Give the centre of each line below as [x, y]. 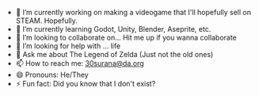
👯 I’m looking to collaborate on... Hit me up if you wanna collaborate [126, 37]
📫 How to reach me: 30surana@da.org [80, 63]
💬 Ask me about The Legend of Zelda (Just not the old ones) [114, 54]
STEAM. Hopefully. [46, 21]
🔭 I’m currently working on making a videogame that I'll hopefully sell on [133, 12]
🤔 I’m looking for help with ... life [68, 46]
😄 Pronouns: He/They [52, 75]
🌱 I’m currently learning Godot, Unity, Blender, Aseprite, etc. [113, 29]
